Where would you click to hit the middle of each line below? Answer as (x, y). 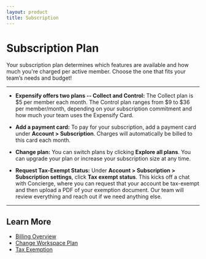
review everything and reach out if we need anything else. (89, 196)
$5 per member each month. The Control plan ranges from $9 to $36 (102, 102)
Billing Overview (36, 236)
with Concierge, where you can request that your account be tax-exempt (107, 184)
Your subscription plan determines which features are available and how (97, 65)
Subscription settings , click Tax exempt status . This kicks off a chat (102, 177)
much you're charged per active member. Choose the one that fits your (96, 72)
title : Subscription (33, 18)
